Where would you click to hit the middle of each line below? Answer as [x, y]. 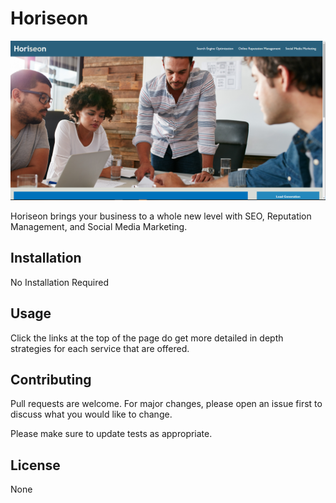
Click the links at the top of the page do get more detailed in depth [147, 338]
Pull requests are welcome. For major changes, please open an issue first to [166, 404]
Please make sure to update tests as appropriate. [111, 434]
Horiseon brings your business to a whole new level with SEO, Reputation [161, 216]
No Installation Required [60, 282]
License [35, 465]
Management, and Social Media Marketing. [99, 226]
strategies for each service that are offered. [100, 348]
